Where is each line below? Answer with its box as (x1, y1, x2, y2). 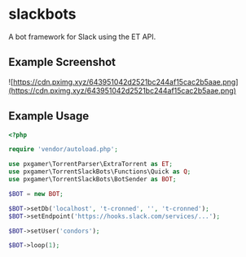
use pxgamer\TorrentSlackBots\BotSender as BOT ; (8, 176, 177, 184)
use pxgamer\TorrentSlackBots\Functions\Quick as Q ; (8, 168, 191, 176)
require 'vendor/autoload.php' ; (8, 146, 118, 154)
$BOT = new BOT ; (8, 189, 64, 198)
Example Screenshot (8, 55, 116, 69)
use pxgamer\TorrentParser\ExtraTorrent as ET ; (8, 160, 174, 168)
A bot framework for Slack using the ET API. (8, 32, 156, 41)
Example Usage (8, 109, 90, 123)
